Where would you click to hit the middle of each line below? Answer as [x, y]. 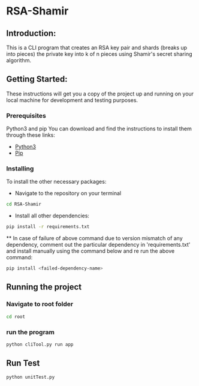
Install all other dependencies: [52, 216]
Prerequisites [26, 115]
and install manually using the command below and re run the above [91, 251]
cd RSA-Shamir [24, 204]
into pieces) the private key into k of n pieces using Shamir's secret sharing [99, 54]
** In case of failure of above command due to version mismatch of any [94, 238]
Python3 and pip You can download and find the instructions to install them [99, 129]
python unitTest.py [31, 377]
